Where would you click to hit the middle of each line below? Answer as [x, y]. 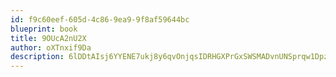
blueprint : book [44, 29]
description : [37, 57]
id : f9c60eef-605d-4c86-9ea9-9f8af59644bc [100, 19]
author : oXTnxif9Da [51, 47]
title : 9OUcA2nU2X [48, 38]
